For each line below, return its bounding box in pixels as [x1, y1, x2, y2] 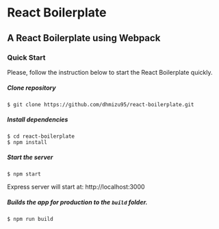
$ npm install [7, 138, 48, 145]
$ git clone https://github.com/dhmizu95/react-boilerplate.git [7, 101, 194, 108]
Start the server [7, 153, 53, 162]
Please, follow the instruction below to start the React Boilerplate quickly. [7, 68, 214, 76]
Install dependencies [7, 115, 68, 124]
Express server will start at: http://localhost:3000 [7, 182, 145, 191]
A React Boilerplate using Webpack [7, 32, 161, 44]
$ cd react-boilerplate [7, 132, 75, 140]
